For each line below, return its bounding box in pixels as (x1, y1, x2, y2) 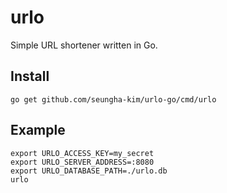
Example (10, 122, 66, 139)
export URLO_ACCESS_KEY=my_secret (10, 148, 155, 158)
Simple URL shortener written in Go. (10, 39, 158, 51)
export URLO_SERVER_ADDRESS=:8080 (10, 157, 155, 167)
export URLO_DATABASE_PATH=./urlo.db (10, 166, 168, 176)
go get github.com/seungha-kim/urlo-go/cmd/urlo (10, 94, 217, 105)
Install (10, 68, 50, 85)
